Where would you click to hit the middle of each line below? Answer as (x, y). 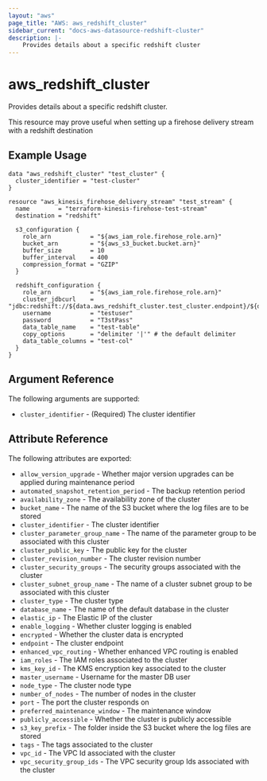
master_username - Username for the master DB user (105, 677)
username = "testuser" (78, 313)
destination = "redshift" (58, 216)
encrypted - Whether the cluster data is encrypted (101, 635)
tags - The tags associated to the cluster (86, 744)
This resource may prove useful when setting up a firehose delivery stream (131, 122)
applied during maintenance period (77, 482)
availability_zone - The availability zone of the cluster (110, 499)
